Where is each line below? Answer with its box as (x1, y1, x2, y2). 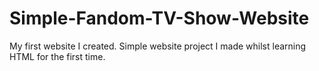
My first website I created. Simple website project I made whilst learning (9, 40, 307, 52)
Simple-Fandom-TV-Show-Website (9, 7, 310, 30)
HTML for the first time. (9, 50, 106, 62)
